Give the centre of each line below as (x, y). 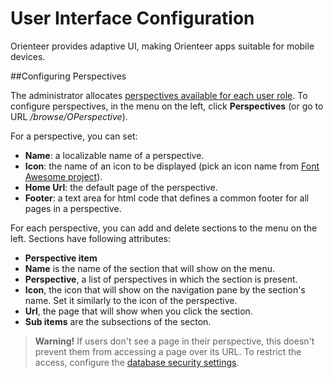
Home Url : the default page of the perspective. (121, 187)
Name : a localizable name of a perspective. (114, 155)
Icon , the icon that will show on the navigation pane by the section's (165, 289)
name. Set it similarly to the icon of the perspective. (131, 300)
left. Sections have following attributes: (90, 238)
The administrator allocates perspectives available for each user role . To (159, 95)
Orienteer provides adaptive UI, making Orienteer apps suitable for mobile (162, 46)
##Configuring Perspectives (68, 76)
